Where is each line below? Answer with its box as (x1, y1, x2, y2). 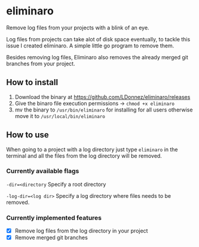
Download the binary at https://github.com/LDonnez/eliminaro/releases (14, 93, 191, 100)
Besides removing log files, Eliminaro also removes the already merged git (6, 53, 188, 61)
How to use (6, 130, 49, 140)
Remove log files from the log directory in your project (14, 227, 148, 234)
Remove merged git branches (14, 234, 88, 241)
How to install (6, 77, 59, 88)
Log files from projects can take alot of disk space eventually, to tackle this (6, 35, 191, 43)
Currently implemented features (6, 213, 102, 222)
